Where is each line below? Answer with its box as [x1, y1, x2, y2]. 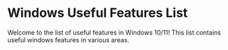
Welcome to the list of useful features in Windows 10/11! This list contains [7, 28, 222, 37]
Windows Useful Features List [7, 5, 188, 21]
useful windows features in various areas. [7, 35, 130, 44]
